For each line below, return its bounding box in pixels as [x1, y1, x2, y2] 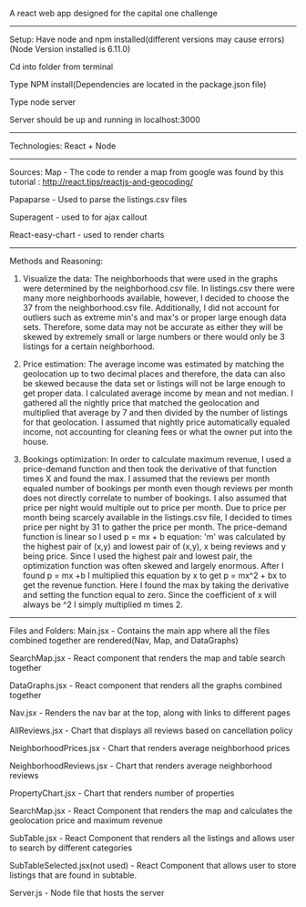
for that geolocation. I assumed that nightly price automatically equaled [22, 417, 291, 428]
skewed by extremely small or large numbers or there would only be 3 [22, 332, 285, 342]
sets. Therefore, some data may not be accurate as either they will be [22, 322, 284, 332]
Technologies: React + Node [9, 140, 117, 151]
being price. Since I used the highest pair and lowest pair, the [22, 551, 253, 562]
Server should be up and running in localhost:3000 [9, 114, 200, 125]
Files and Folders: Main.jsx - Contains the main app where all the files [9, 625, 270, 636]
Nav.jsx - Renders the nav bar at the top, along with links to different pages [9, 707, 291, 718]
